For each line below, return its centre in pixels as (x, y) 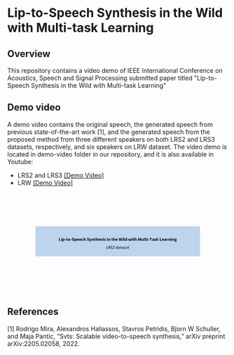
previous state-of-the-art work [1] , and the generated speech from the (109, 132)
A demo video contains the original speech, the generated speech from (110, 124)
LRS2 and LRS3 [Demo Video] (61, 175)
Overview (29, 54)
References (33, 312)
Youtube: (20, 161)
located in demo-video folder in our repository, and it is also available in (111, 154)
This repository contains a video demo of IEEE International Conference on (115, 71)
